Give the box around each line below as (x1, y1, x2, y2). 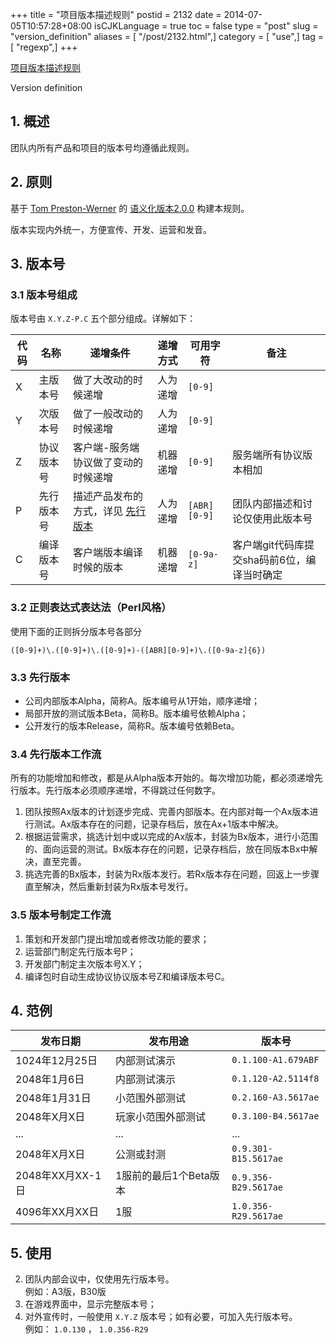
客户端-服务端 (72, 441, 140, 455)
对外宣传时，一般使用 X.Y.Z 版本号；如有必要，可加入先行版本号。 (24, 1311, 298, 1323)
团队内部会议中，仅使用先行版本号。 (24, 1273, 175, 1285)
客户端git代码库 (232, 538, 305, 552)
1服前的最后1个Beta (114, 1169, 210, 1183)
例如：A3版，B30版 (24, 1286, 107, 1298)
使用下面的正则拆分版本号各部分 (10, 625, 142, 637)
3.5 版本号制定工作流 (10, 908, 112, 922)
